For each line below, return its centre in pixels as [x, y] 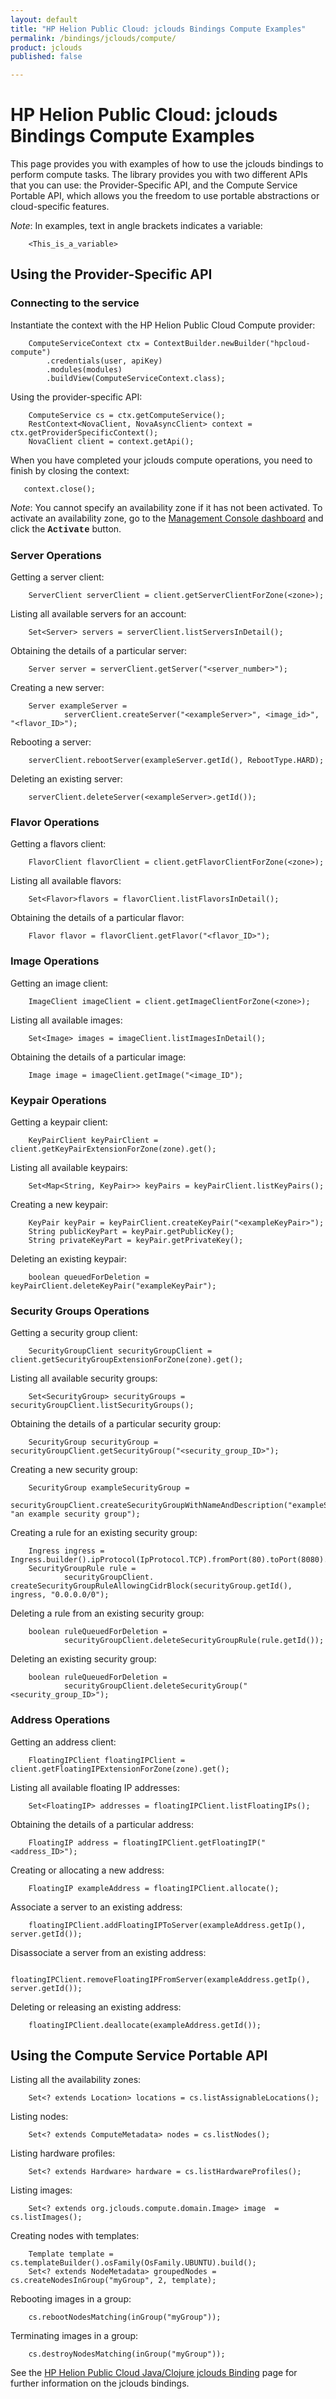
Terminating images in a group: [74, 2336]
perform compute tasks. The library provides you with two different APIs [159, 175]
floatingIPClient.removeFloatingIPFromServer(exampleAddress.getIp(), [160, 1979]
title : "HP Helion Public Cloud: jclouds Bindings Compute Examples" [158, 29]
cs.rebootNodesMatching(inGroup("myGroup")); [125, 2317]
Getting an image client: [59, 983]
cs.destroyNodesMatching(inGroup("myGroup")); [127, 2354]
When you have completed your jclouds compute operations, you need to [161, 460]
